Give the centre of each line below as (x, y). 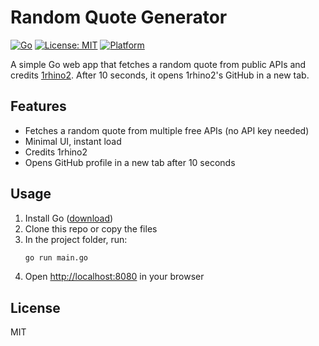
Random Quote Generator (119, 17)
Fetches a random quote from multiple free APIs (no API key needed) (167, 130)
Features (38, 106)
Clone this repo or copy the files (91, 228)
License (35, 307)
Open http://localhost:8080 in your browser (114, 277)
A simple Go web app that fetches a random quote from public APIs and (158, 64)
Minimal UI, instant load (73, 141)
